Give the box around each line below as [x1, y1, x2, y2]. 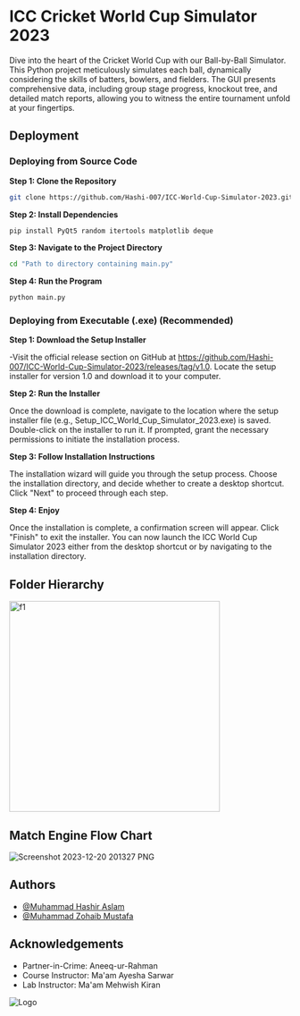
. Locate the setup [209, 361, 277, 372]
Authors [9, 877, 56, 893]
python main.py [9, 293, 66, 302]
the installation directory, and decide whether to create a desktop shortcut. [9, 478, 285, 489]
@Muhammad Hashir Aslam [21, 901, 125, 911]
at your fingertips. [9, 102, 75, 113]
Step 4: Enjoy [9, 505, 60, 516]
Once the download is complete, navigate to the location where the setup [9, 405, 279, 417]
